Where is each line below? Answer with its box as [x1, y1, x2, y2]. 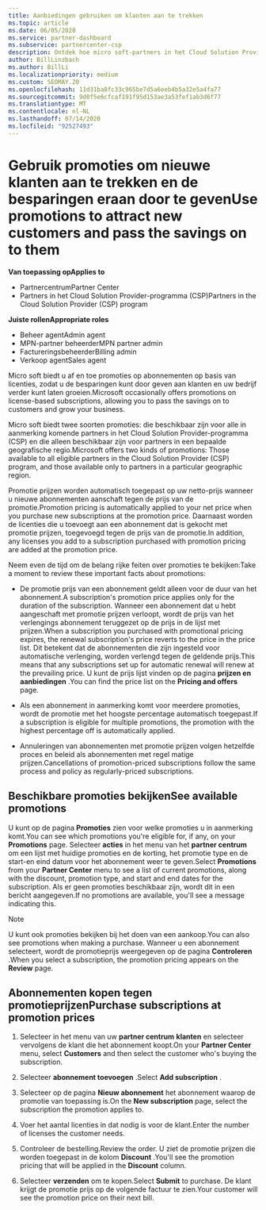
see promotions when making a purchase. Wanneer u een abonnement [8, 938, 240, 947]
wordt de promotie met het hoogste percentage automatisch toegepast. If [19, 709, 258, 718]
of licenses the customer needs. [19, 1128, 125, 1139]
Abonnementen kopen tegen [8, 985, 153, 1000]
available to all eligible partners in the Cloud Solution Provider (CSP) [8, 453, 230, 463]
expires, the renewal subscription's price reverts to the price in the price [19, 634, 256, 643]
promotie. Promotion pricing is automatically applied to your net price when [8, 502, 252, 512]
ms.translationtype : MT [8, 100, 87, 108]
